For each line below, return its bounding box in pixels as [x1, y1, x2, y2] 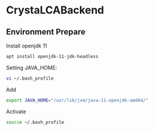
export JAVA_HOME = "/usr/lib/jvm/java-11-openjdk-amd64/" [6, 97, 149, 103]
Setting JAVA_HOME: [6, 64, 58, 71]
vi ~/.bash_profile [6, 75, 54, 81]
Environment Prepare [6, 27, 86, 37]
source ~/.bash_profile [6, 119, 65, 125]
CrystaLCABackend [6, 4, 105, 17]
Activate [6, 108, 26, 115]
